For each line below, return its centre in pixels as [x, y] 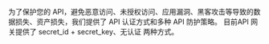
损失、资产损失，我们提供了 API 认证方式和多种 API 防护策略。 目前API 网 [137, 22]
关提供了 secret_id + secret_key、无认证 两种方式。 [94, 32]
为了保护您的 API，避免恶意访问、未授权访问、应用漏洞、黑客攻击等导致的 [131, 12]
